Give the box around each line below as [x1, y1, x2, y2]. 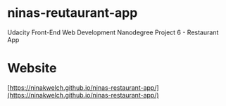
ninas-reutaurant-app [7, 5, 138, 21]
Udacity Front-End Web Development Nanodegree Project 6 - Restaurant [7, 28, 219, 37]
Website [7, 60, 57, 77]
